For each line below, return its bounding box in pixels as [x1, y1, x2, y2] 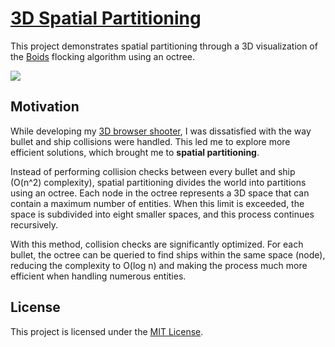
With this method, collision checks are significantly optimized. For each [10, 238, 304, 250]
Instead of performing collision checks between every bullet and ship [10, 165, 296, 177]
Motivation [10, 98, 80, 116]
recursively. [10, 218, 59, 231]
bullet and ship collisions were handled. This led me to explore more [10, 135, 291, 147]
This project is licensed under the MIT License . [10, 325, 204, 337]
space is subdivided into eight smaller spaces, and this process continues [10, 208, 315, 220]
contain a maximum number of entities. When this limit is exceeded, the [10, 197, 305, 209]
